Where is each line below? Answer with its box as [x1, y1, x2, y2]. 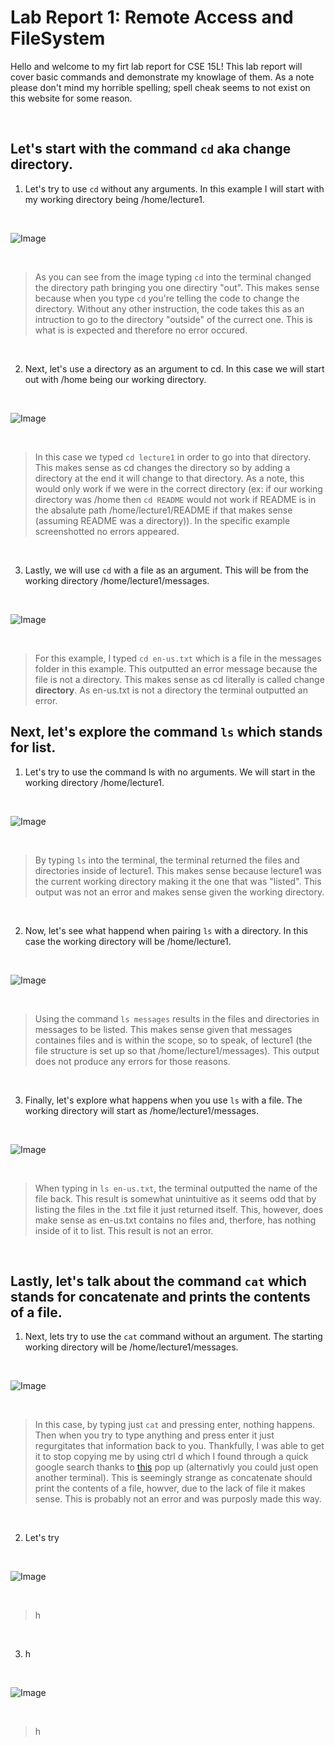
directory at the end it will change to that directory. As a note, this [34, 472, 305, 484]
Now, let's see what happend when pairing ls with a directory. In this [24, 924, 309, 936]
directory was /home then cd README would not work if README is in [34, 493, 317, 505]
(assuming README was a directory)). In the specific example [34, 514, 291, 526]
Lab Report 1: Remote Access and [10, 6, 294, 29]
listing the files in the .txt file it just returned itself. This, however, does [34, 1203, 324, 1215]
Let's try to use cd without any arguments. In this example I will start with [24, 182, 325, 195]
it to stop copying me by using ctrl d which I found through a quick [34, 1451, 309, 1463]
